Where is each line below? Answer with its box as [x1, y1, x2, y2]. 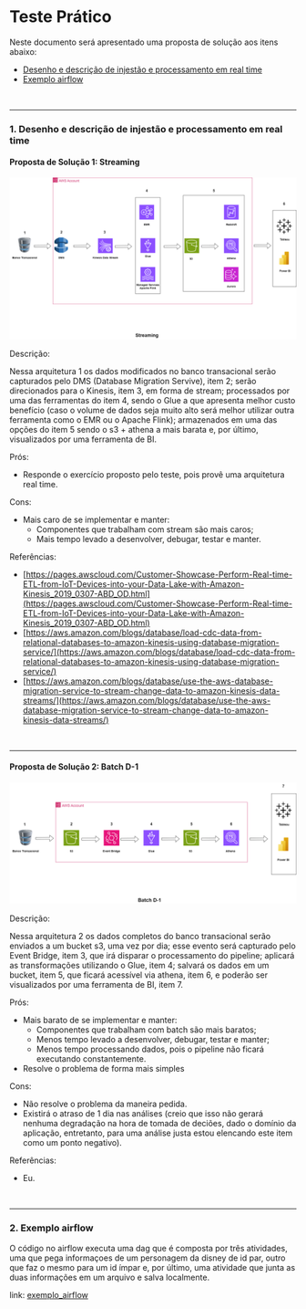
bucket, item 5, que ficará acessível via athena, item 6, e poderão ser [9, 969, 269, 980]
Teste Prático [9, 6, 112, 27]
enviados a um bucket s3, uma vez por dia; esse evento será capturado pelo [9, 940, 296, 951]
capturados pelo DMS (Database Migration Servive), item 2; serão [9, 375, 257, 386]
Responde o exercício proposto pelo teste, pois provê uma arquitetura [22, 468, 285, 480]
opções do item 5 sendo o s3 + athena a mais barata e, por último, [9, 424, 260, 435]
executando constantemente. [36, 1053, 147, 1064]
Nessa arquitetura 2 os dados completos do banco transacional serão [9, 931, 271, 942]
